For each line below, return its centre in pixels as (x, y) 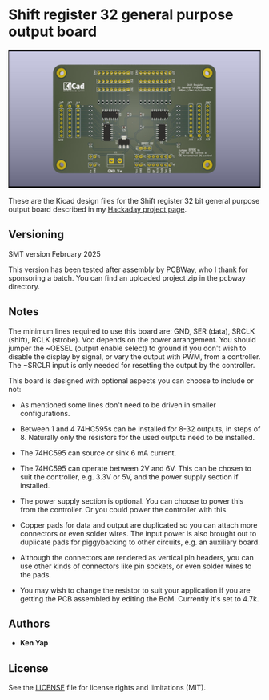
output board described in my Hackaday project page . (98, 209)
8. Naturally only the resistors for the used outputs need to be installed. (137, 437)
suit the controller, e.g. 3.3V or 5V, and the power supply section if (129, 477)
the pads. (36, 574)
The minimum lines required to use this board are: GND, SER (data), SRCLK (132, 331)
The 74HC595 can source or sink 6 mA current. (98, 453)
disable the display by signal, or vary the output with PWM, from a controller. (134, 356)
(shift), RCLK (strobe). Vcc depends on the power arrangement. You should (132, 339)
